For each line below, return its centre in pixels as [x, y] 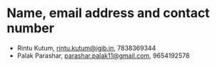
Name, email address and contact [108, 13]
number [31, 28]
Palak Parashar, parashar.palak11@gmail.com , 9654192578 [103, 56]
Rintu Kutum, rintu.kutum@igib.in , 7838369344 [86, 48]
